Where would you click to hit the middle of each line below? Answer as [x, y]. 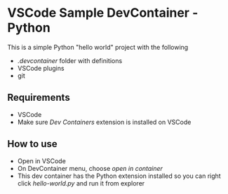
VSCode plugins [41, 68]
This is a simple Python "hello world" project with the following [98, 47]
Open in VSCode [42, 161]
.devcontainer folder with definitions [70, 60]
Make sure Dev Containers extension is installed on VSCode [104, 122]
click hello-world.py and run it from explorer [81, 183]
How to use [32, 144]
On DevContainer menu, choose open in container [90, 168]
